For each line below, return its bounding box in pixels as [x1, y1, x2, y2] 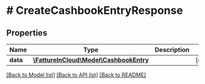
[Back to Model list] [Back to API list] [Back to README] [6, 71, 146, 79]
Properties [6, 28, 48, 38]
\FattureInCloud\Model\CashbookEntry [32, 56, 149, 64]
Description [154, 46, 190, 54]
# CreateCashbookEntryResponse [6, 4, 183, 18]
